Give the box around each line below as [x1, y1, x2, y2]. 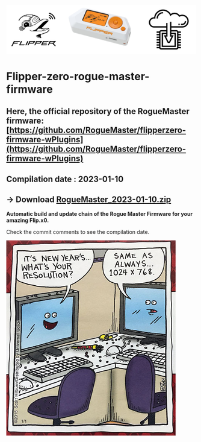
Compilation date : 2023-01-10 [6, 174, 124, 184]
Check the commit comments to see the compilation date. [6, 229, 150, 236]
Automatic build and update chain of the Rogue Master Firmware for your [6, 210, 193, 218]
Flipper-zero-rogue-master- [6, 69, 150, 83]
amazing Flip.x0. [6, 216, 49, 224]
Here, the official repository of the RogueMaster [6, 106, 190, 116]
